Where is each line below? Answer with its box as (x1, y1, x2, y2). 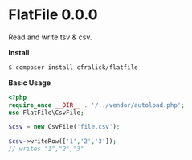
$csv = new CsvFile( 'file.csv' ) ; (8, 123, 121, 131)
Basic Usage (8, 78, 51, 88)
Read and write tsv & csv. (8, 32, 92, 42)
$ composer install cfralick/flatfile (8, 63, 138, 72)
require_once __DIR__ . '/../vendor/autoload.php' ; (8, 101, 185, 109)
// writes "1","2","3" (8, 145, 84, 154)
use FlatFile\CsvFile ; (8, 109, 84, 117)
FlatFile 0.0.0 (8, 6, 98, 24)
